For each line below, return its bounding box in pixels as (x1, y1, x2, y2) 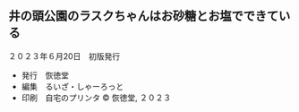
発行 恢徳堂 (21, 70, 69, 81)
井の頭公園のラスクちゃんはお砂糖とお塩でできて (8, 8, 279, 24)
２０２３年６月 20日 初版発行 (8, 50, 121, 61)
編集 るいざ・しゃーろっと (21, 81, 124, 91)
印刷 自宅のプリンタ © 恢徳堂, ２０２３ (21, 92, 172, 103)
